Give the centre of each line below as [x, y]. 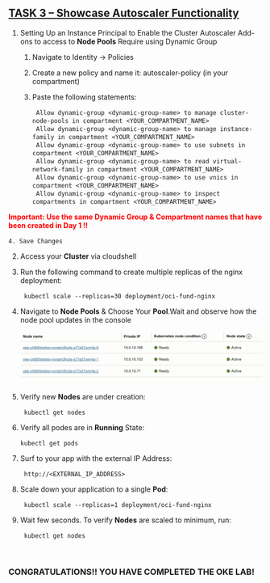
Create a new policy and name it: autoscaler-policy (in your [130, 73]
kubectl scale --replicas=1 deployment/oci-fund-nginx [118, 505]
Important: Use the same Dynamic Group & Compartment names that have [135, 217]
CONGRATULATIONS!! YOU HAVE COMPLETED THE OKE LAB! [132, 572]
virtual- [227, 161]
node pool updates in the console [75, 319]
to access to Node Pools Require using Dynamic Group [126, 41]
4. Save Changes [35, 241]
